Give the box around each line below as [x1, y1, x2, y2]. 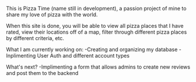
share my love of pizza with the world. [6, 11, 98, 18]
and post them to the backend [6, 70, 79, 76]
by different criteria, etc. [6, 35, 64, 41]
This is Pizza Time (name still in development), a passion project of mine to [6, 5, 187, 12]
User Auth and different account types [37, 52, 130, 59]
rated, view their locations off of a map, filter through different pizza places [6, 28, 187, 35]
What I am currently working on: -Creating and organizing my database [6, 46, 178, 53]
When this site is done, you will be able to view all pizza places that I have [6, 23, 184, 29]
